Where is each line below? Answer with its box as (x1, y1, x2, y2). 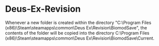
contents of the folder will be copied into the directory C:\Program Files (5, 30, 150, 36)
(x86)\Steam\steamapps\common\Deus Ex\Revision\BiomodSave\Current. (5, 35, 155, 41)
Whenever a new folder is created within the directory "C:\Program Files (5, 20, 152, 25)
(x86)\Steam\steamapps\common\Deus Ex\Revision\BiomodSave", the (5, 24, 147, 30)
